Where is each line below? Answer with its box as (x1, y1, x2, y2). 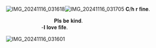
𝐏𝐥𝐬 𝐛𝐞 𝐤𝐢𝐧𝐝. (53, 18, 83, 24)
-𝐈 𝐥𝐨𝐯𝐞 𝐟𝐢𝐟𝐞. (41, 24, 68, 30)
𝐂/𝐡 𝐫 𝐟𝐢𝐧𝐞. (125, 6, 150, 12)
